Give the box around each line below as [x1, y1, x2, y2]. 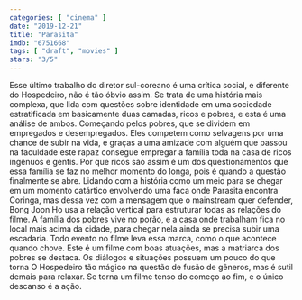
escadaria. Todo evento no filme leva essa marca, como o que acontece [9, 233, 277, 243]
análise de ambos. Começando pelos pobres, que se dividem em [9, 118, 251, 129]
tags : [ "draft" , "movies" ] [9, 47, 119, 56]
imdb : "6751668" [9, 38, 70, 48]
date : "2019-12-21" [9, 22, 83, 31]
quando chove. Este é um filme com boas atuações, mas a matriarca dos [9, 242, 279, 253]
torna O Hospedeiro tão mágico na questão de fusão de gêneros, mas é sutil [9, 262, 293, 272]
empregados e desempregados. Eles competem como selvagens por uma [9, 128, 284, 138]
